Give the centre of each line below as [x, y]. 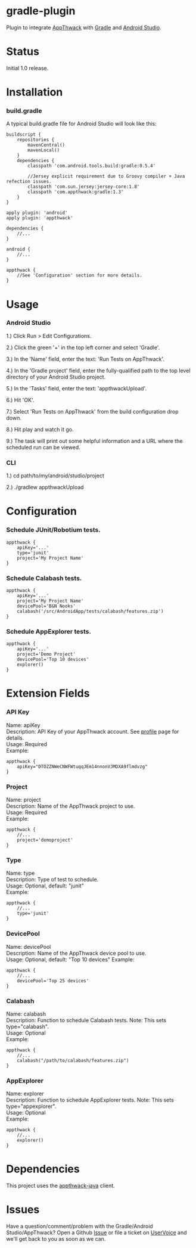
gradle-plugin [41, 11]
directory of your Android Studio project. [56, 377]
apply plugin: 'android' [37, 213]
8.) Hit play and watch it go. [40, 429]
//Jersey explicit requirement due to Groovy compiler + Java [106, 176]
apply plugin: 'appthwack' [40, 218]
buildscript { [24, 135]
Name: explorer [25, 1094]
